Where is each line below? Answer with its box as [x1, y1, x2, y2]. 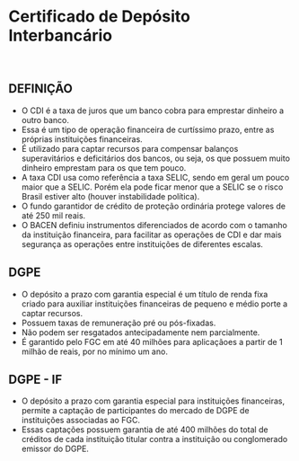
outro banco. [21, 114, 69, 125]
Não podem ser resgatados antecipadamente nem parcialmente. [21, 326, 260, 338]
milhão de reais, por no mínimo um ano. [21, 346, 168, 357]
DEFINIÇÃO [8, 81, 73, 96]
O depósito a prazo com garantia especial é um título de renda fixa [21, 288, 268, 299]
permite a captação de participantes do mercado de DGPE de [21, 405, 250, 416]
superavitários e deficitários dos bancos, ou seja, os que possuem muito [21, 153, 291, 164]
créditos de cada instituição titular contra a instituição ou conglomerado [21, 434, 288, 445]
